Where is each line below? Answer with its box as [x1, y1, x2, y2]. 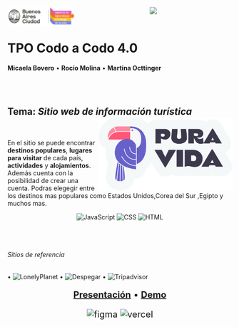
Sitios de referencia [7, 250, 66, 259]
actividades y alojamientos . [7, 161, 91, 170]
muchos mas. [7, 199, 48, 207]
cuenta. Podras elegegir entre [7, 184, 95, 192]
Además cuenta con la [7, 168, 73, 177]
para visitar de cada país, [7, 153, 83, 162]
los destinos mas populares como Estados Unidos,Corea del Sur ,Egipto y [7, 191, 223, 199]
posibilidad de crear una [7, 176, 78, 185]
